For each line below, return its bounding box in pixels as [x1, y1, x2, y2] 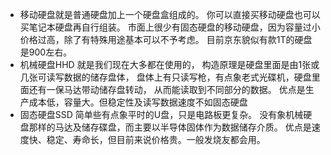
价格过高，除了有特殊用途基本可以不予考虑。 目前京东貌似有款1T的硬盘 [19, 34, 313, 45]
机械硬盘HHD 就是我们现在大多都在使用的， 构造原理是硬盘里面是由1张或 [19, 59, 320, 70]
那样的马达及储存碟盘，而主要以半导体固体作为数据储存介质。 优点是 [28, 121, 312, 133]
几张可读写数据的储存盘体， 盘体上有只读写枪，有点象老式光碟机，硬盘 [19, 71, 312, 83]
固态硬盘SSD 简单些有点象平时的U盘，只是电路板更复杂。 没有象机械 [19, 109, 304, 120]
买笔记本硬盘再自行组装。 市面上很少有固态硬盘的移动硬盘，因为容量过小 [19, 21, 321, 33]
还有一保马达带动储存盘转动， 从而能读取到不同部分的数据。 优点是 [28, 84, 306, 95]
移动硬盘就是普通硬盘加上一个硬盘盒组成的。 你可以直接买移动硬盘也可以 [19, 9, 321, 20]
